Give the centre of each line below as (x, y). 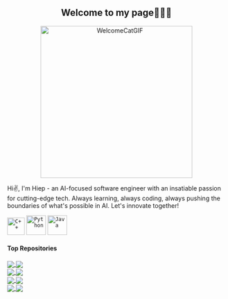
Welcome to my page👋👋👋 (116, 13)
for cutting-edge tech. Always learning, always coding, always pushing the (114, 198)
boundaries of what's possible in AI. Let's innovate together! (93, 205)
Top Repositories (32, 248)
